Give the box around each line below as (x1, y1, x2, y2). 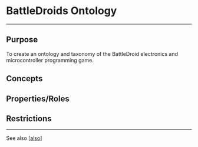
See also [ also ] (6, 135, 42, 142)
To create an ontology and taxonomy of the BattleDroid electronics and (6, 50, 179, 57)
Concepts (6, 73, 43, 83)
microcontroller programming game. (6, 56, 94, 64)
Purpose (6, 35, 38, 45)
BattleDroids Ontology (6, 4, 117, 18)
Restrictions (6, 113, 52, 123)
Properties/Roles (6, 93, 70, 103)
